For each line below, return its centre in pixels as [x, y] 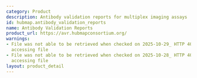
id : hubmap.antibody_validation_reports [56, 22]
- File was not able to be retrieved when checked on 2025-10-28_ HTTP [95, 55]
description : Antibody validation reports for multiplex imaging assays [97, 17]
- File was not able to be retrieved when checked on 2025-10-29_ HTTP [95, 45]
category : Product [28, 11]
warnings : [18, 39]
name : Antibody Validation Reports [50, 28]
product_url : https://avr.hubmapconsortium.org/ [67, 33]
